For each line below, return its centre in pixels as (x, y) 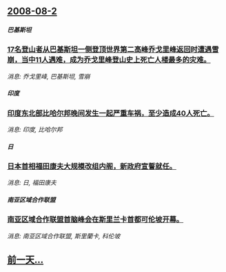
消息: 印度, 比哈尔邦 (35, 130)
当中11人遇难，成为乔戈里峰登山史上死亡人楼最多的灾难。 (116, 60)
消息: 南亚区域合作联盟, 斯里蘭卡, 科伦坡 (64, 236)
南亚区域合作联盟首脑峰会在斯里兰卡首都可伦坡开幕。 (95, 220)
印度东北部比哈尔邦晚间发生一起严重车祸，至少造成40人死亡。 (111, 113)
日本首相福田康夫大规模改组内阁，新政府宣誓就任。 (92, 166)
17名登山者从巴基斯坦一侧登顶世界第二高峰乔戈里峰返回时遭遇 (110, 50)
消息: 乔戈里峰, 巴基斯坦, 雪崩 (49, 76)
